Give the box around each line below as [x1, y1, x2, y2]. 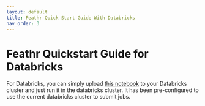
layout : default [6, 9, 48, 15]
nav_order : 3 [6, 20, 40, 26]
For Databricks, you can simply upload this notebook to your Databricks [6, 80, 187, 88]
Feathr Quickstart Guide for [6, 47, 149, 61]
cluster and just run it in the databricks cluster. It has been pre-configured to [6, 86, 199, 94]
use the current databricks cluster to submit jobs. [6, 93, 130, 100]
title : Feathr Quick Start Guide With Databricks [6, 15, 136, 21]
